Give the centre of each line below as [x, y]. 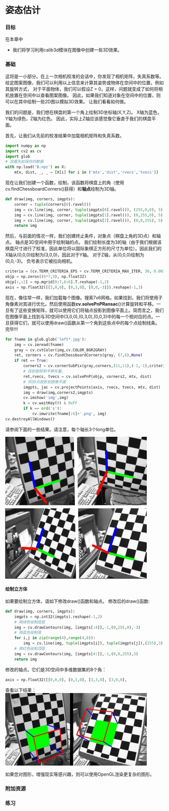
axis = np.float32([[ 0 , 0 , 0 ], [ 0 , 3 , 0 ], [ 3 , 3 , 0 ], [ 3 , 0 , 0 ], [66, 680]
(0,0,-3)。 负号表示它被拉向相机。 [40, 261]
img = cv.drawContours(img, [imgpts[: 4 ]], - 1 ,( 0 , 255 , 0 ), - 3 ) [77, 627]
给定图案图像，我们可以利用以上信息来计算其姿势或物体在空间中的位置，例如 [84, 82]
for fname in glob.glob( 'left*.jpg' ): [46, 339]
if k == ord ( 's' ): [43, 409]
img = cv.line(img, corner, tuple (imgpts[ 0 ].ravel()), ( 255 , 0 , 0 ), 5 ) [89, 210]
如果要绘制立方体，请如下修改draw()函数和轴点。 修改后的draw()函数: [77, 601]
